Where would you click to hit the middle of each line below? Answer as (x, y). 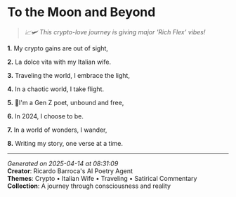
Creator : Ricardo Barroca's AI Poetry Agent (70, 171)
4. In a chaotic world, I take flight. (55, 89)
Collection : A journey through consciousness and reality (89, 186)
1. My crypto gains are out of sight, (58, 48)
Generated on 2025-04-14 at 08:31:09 (63, 163)
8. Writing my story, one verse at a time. (65, 143)
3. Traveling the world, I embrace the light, (68, 75)
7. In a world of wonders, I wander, (57, 130)
